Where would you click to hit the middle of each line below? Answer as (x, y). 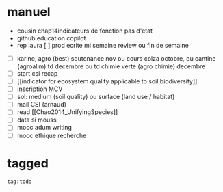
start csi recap (37, 73)
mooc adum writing (44, 128)
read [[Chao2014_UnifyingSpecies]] (67, 112)
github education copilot (51, 38)
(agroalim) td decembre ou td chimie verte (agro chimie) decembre (111, 66)
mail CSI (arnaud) (42, 105)
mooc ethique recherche (52, 135)
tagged (28, 163)
